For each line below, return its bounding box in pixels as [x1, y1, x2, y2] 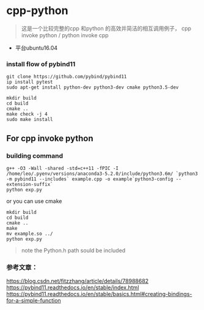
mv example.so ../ [6, 231, 53, 237]
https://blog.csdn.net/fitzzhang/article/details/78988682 [6, 278, 149, 285]
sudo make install [6, 117, 53, 123]
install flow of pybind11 [6, 59, 76, 68]
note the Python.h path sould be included [21, 246, 126, 254]
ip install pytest [6, 79, 53, 86]
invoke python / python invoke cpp [21, 31, 109, 39]
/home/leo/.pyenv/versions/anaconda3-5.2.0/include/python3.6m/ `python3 [6, 171, 199, 177]
